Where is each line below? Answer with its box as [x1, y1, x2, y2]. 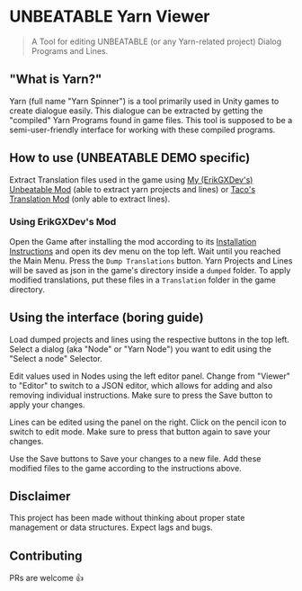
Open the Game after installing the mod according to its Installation [9, 236, 257, 246]
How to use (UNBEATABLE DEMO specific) [9, 150, 251, 166]
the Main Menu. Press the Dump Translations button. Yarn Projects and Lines [9, 255, 293, 266]
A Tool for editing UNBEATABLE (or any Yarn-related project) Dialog [31, 36, 281, 47]
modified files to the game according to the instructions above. [9, 462, 243, 473]
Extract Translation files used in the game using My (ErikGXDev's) [9, 174, 253, 185]
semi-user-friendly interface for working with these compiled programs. [9, 124, 276, 135]
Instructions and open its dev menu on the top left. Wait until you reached [9, 246, 281, 256]
